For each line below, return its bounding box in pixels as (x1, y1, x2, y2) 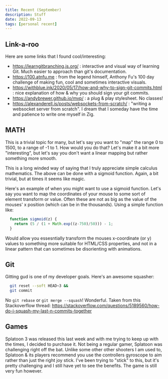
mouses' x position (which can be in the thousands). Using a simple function (5, 201, 163, 207)
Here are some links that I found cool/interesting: (5, 53, 106, 59)
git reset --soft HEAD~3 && (10, 283, 69, 288)
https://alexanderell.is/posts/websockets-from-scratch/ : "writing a (12, 101, 151, 107)
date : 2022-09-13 (5, 17, 42, 22)
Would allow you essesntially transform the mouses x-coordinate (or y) (5, 235, 152, 241)
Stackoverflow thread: (5, 302, 51, 309)
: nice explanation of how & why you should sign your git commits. (12, 90, 149, 96)
